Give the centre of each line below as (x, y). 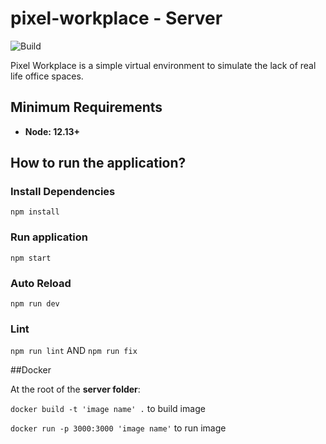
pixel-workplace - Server (116, 18)
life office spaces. (47, 76)
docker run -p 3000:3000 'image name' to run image (118, 428)
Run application (49, 237)
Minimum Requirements (86, 107)
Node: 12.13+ (52, 131)
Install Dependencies (63, 192)
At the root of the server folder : (75, 389)
